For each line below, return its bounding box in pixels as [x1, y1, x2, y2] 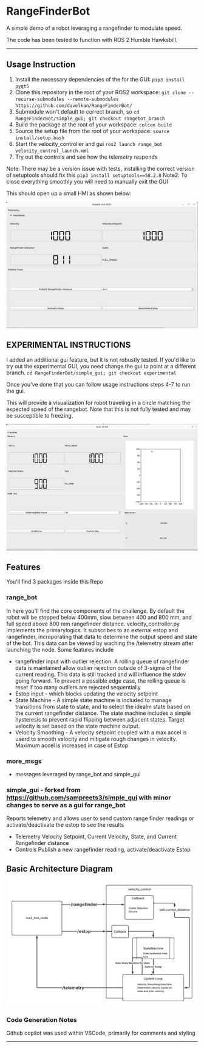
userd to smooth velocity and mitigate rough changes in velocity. [15, 735, 177, 742]
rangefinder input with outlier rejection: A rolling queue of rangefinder [15, 658, 190, 665]
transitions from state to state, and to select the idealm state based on [15, 703, 191, 710]
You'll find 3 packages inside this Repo [6, 578, 103, 585]
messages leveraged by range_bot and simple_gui [15, 770, 141, 777]
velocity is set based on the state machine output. [15, 722, 140, 729]
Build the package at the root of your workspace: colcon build [15, 120, 172, 128]
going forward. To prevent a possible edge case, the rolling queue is [15, 677, 186, 684]
